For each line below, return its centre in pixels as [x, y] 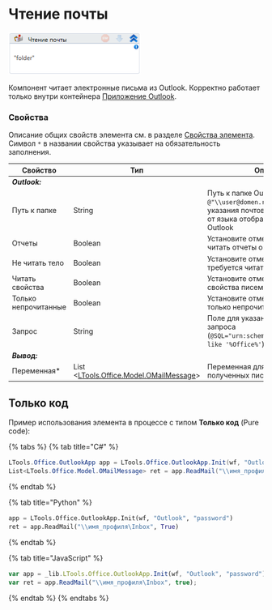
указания [223, 211]
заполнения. [30, 152]
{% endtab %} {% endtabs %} [59, 598]
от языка [223, 219]
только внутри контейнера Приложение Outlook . [92, 96]
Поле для [224, 318]
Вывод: [25, 355]
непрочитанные [39, 307]
